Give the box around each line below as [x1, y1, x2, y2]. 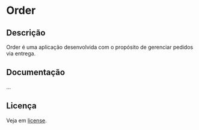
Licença [6, 101, 37, 111]
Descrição [6, 28, 46, 38]
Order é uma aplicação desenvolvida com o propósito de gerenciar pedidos [6, 43, 194, 51]
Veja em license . [6, 117, 47, 124]
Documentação [6, 67, 65, 78]
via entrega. [6, 50, 36, 57]
